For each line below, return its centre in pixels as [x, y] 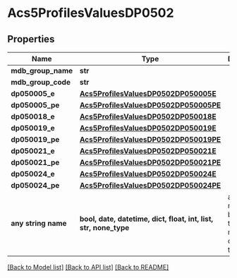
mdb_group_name [42, 71]
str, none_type [105, 228]
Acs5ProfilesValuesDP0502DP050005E [148, 93]
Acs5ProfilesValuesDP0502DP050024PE [151, 185]
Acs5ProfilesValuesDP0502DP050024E [148, 174]
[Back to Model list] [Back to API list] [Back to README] [88, 267]
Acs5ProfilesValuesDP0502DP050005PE [151, 105]
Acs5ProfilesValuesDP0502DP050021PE [151, 162]
